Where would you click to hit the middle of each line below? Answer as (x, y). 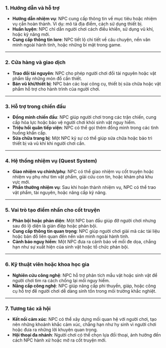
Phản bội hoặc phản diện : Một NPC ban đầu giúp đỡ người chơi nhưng (84, 221)
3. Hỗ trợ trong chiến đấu (36, 106)
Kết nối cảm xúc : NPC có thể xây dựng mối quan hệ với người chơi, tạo (84, 319)
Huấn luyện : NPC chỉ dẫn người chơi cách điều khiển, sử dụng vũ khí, (83, 29)
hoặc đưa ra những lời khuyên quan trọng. (55, 330)
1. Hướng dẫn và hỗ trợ (32, 8)
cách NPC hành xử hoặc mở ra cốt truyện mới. (59, 340)
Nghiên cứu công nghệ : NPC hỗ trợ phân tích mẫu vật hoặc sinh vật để (85, 275)
